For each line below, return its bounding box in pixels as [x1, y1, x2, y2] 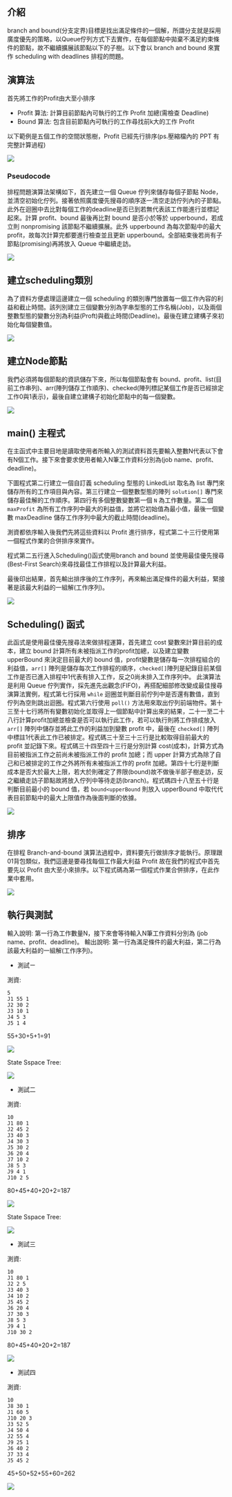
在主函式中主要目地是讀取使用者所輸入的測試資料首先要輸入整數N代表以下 [7, 447, 217, 455]
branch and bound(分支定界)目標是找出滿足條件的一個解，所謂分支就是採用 [7, 26, 222, 35]
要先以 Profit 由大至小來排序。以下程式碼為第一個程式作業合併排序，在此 [7, 866, 214, 874]
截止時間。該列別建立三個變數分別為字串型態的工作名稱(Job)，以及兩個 [19, 303, 222, 311]
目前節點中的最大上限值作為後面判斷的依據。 [12, 794, 140, 802]
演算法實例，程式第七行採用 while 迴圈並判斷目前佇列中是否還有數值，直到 [7, 690, 220, 698]
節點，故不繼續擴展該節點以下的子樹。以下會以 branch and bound [19, 44, 206, 52]
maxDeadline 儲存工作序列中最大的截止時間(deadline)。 [14, 513, 174, 522]
